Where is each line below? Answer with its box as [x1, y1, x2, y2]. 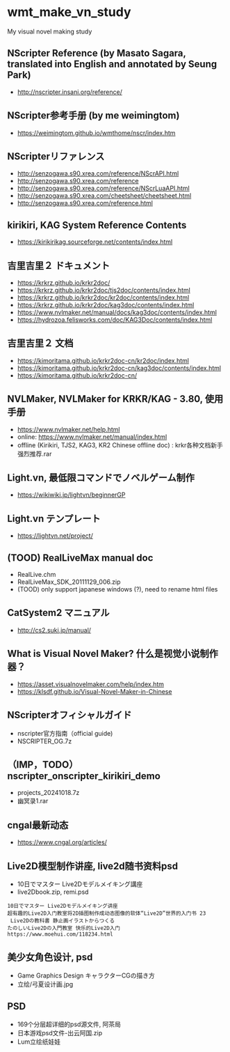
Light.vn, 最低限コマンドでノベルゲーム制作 [7, 472, 195, 484]
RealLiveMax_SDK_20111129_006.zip [17, 578, 121, 586]
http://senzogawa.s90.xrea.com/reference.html [17, 199, 153, 208]
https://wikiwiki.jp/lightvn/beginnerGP [17, 490, 126, 499]
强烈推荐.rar [17, 449, 52, 458]
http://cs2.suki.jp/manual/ [17, 626, 92, 634]
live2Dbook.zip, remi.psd [17, 888, 89, 896]
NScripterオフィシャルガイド [7, 709, 132, 721]
